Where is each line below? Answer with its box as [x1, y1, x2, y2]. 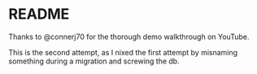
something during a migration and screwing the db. [8, 56, 181, 66]
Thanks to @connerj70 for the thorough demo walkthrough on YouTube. [8, 32, 250, 41]
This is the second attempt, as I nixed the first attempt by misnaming [8, 47, 238, 57]
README [8, 5, 70, 24]
